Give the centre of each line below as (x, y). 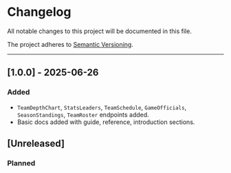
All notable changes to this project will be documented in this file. (100, 31)
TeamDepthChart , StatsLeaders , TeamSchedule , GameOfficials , (102, 107)
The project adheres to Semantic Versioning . (70, 44)
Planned (21, 163)
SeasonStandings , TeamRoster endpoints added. (83, 114)
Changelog (39, 12)
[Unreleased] (36, 144)
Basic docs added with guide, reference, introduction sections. (106, 122)
